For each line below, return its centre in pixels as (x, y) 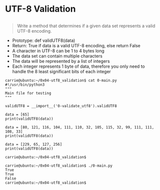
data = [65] (17, 114)
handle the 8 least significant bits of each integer (61, 71)
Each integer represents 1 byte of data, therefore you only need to (79, 66)
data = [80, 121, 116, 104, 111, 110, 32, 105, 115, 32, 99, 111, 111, (80, 127)
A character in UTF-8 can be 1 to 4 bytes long (58, 51)
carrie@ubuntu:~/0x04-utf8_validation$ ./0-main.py (59, 166)
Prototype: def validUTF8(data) (44, 40)
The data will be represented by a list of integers (61, 61)
